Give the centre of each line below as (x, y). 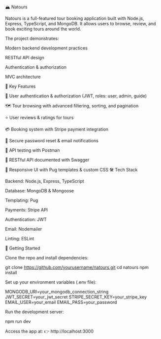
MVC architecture (23, 77)
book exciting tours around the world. (43, 29)
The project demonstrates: (32, 38)
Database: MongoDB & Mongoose (40, 191)
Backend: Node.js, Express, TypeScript (45, 181)
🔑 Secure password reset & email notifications (52, 141)
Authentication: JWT (26, 219)
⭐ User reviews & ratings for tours (39, 117)
